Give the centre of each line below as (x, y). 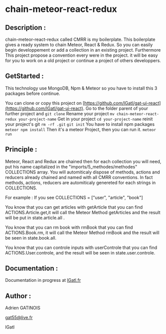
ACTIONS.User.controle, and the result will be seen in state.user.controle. (80, 252)
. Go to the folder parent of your (115, 108)
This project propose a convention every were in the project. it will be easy (82, 55)
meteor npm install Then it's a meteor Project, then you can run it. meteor (81, 129)
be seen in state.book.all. (31, 238)
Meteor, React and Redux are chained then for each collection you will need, (83, 161)
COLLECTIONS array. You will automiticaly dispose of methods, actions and (83, 172)
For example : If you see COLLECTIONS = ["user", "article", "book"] (74, 197)
